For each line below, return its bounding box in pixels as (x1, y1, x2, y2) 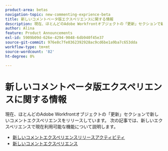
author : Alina (5, 26, 35, 31)
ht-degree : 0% (5, 53, 35, 59)
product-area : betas (5, 7, 48, 12)
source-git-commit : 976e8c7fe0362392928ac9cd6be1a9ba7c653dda (5, 40, 137, 45)
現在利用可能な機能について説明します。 (35, 123, 118, 130)
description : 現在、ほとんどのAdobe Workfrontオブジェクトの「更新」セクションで (5, 21, 161, 26)
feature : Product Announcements (5, 30, 72, 35)
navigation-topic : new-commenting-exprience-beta (5, 12, 111, 17)
